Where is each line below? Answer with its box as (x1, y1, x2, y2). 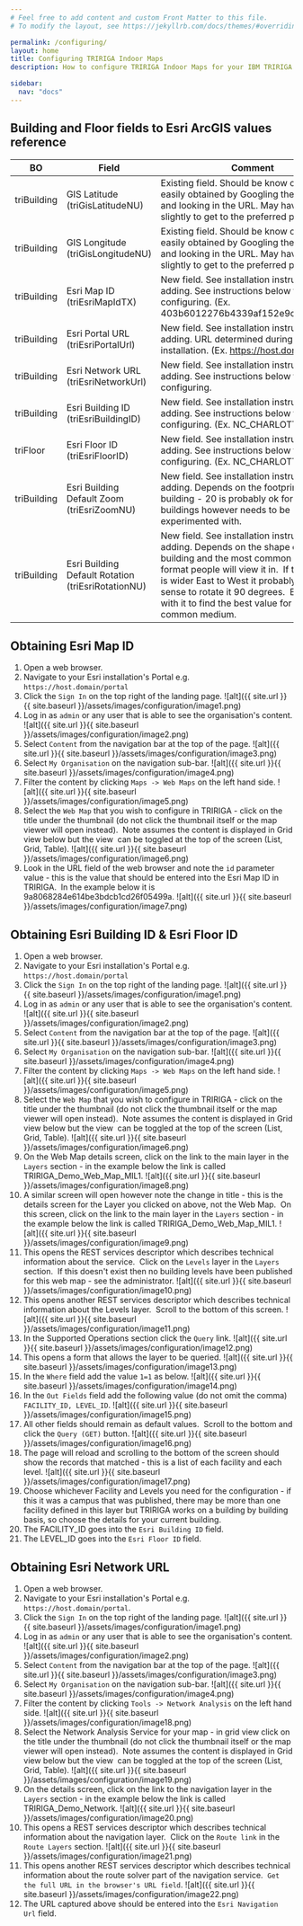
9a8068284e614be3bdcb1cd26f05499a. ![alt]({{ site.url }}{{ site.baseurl (22, 892, 291, 902)
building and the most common (160, 552, 292, 564)
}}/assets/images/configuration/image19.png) (22, 1774, 192, 1785)
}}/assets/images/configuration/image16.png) (22, 1438, 192, 1449)
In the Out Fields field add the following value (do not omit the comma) (22, 1390, 288, 1401)
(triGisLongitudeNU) (66, 247, 152, 260)
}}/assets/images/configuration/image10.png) (22, 1285, 192, 1296)
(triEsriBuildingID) (66, 413, 142, 425)
